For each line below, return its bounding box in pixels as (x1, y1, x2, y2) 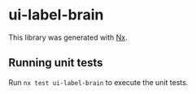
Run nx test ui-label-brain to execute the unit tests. (8, 77, 189, 87)
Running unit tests (8, 56, 103, 70)
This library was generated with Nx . (8, 32, 128, 42)
